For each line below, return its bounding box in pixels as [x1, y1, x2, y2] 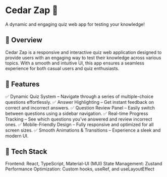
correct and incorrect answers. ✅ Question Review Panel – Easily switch [5, 104, 155, 110]
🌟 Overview [5, 36, 42, 44]
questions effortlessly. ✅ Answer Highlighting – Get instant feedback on [5, 99, 154, 105]
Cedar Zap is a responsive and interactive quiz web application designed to [5, 49, 162, 55]
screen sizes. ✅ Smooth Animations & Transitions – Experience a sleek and [5, 127, 161, 133]
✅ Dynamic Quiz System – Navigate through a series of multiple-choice [5, 93, 154, 99]
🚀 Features [5, 80, 40, 89]
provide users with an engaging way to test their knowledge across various [5, 54, 161, 61]
